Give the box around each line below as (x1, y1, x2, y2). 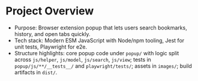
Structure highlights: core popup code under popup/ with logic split (14, 49, 179, 56)
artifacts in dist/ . (14, 68, 58, 76)
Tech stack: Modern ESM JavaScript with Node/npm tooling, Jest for (14, 37, 185, 44)
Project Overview (5, 4, 94, 18)
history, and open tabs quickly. (14, 30, 91, 37)
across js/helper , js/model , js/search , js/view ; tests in (14, 56, 151, 63)
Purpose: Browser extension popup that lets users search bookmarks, (14, 24, 187, 31)
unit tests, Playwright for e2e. (14, 43, 88, 50)
